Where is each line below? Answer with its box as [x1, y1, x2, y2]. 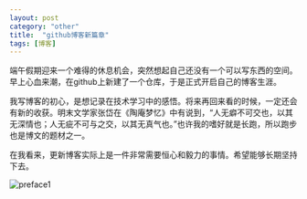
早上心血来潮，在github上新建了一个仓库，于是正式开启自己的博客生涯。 [9, 77, 281, 88]
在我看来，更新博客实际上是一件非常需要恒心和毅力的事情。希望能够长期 [9, 150, 281, 161]
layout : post [9, 13, 59, 23]
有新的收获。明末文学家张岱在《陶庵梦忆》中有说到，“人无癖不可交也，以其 [9, 107, 294, 119]
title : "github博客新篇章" [9, 30, 110, 39]
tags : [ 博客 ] [9, 38, 57, 48]
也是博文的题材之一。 [9, 130, 90, 141]
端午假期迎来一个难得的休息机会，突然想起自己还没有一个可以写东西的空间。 [9, 65, 298, 76]
